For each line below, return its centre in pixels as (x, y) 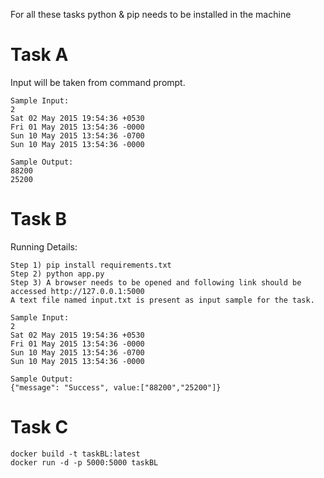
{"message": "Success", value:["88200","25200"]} (116, 387)
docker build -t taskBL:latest (75, 454)
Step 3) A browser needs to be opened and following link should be (156, 282)
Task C (39, 427)
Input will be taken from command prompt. (98, 82)
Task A (39, 55)
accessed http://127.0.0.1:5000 (77, 291)
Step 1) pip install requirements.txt (91, 265)
